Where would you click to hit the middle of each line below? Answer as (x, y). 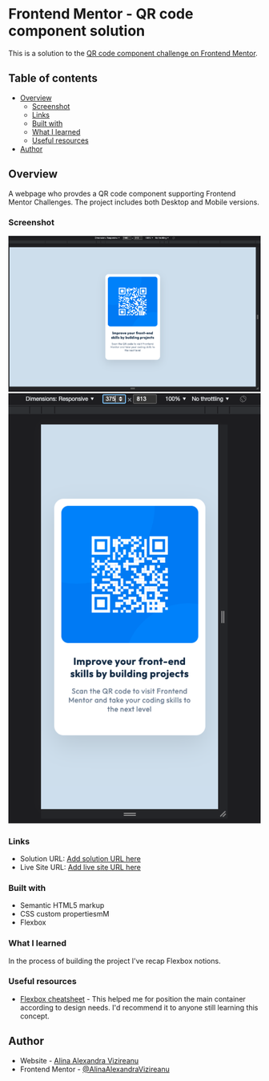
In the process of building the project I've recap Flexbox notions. (115, 961)
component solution (77, 31)
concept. (34, 1016)
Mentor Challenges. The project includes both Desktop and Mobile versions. (134, 202)
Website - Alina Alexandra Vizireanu (79, 1060)
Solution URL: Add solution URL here (80, 858)
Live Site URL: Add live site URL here (80, 867)
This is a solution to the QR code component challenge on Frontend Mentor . (133, 53)
